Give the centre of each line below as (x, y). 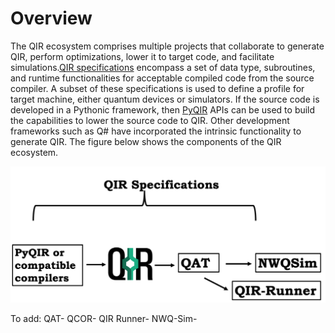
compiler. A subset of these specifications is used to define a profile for (157, 88)
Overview (51, 18)
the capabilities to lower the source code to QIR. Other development (150, 120)
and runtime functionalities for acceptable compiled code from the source (162, 78)
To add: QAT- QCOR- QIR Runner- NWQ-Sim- (104, 318)
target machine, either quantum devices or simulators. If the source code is (165, 99)
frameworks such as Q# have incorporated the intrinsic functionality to (156, 131)
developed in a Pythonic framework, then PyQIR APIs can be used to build (163, 109)
